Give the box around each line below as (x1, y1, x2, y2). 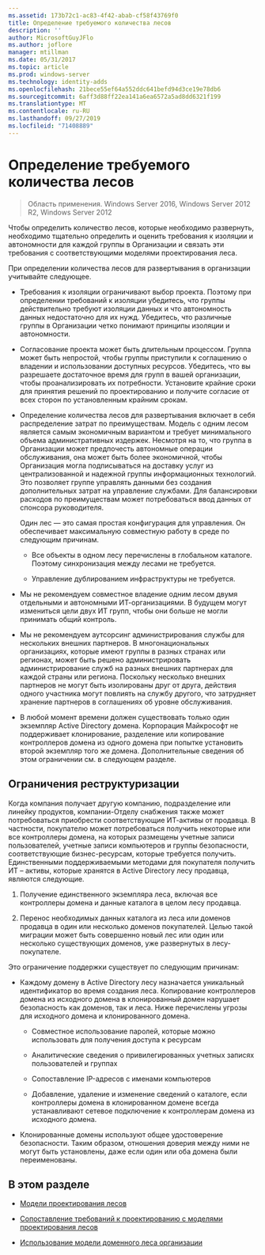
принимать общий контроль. (19, 614, 117, 624)
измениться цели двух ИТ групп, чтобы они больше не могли (19, 606, 228, 616)
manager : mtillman (8, 48, 69, 56)
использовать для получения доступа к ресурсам (31, 1034, 202, 1045)
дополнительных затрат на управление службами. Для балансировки (19, 486, 258, 495)
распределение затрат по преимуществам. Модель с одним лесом (19, 419, 249, 428)
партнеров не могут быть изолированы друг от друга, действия (19, 680, 237, 689)
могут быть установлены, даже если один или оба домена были (19, 1147, 238, 1156)
